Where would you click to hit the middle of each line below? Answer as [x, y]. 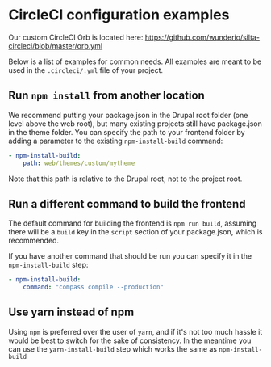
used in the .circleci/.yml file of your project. [86, 70]
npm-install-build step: [48, 265]
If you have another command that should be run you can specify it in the [130, 256]
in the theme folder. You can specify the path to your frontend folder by [127, 132]
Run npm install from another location [107, 96]
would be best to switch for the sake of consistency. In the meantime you [130, 340]
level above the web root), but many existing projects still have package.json [135, 124]
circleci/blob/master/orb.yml [56, 45]
